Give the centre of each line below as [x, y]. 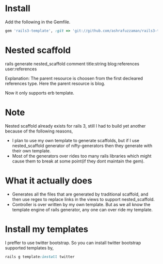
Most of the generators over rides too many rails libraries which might [82, 156]
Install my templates [47, 229]
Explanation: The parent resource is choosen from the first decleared [74, 78]
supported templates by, [30, 247]
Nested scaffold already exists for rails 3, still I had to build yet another [75, 126]
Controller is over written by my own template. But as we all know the [81, 204]
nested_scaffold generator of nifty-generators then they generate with [82, 146]
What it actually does [49, 181]
